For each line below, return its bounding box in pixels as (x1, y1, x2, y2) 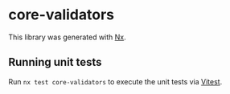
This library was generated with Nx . (8, 32, 126, 42)
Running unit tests (8, 55, 102, 69)
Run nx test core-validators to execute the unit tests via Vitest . (8, 76, 223, 86)
